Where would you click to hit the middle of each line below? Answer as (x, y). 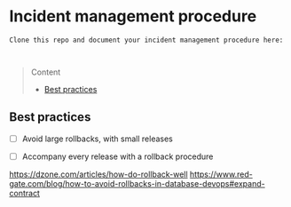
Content (46, 72)
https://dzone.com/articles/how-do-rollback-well (98, 174)
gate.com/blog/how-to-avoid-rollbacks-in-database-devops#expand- (137, 183)
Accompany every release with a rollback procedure (118, 156)
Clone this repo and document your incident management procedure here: (146, 40)
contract (24, 193)
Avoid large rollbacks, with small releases (97, 139)
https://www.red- (221, 174)
